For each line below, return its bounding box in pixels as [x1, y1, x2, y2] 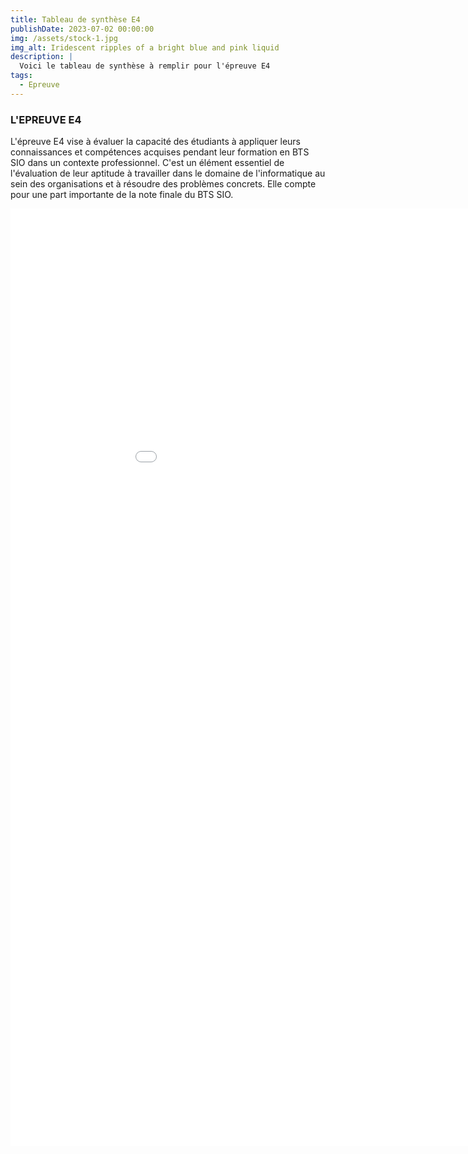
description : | [10, 52, 74, 62]
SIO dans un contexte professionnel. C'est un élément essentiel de [10, 157, 285, 169]
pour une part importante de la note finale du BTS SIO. [10, 189, 234, 201]
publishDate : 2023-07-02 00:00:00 [10, 24, 155, 34]
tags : [10, 71, 33, 81]
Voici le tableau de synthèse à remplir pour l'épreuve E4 [19, 61, 271, 71]
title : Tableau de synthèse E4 [10, 14, 141, 25]
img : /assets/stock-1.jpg [10, 33, 118, 43]
